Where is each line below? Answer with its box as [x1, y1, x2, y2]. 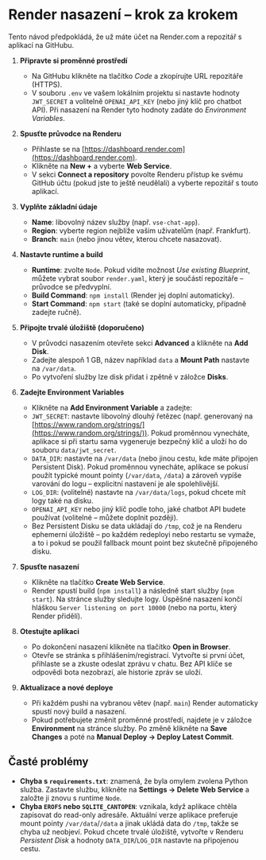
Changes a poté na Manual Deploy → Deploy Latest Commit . [31, 732, 234, 741]
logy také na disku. [31, 496, 94, 505]
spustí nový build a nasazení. [31, 706, 127, 716]
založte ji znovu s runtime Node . [19, 793, 122, 803]
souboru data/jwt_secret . [31, 445, 117, 454]
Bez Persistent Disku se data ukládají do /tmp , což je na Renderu [31, 521, 242, 531]
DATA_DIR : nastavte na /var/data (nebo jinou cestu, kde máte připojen [31, 453, 259, 463]
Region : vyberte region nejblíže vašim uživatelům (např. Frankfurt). [31, 225, 251, 235]
